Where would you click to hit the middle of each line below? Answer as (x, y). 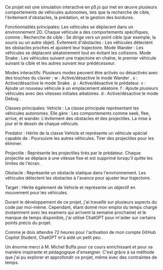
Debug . (13, 99)
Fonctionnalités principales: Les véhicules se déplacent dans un (69, 27)
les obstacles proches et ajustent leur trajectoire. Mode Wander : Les (74, 48)
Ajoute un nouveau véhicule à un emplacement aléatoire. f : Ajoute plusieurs (82, 88)
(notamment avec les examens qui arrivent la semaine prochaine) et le (76, 212)
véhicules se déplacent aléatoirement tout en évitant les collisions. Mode (78, 53)
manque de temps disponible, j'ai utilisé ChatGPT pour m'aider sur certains (81, 218)
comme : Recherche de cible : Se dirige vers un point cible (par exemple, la (81, 37)
